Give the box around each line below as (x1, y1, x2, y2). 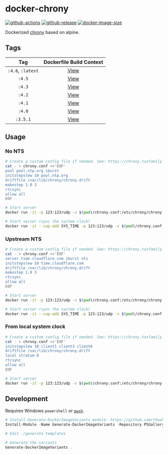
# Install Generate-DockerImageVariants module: (5, 417, 108, 422)
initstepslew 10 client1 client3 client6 (5, 343, 93, 349)
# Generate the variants (5, 440, 57, 445)
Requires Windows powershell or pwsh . (5, 408, 84, 414)
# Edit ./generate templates (5, 431, 66, 436)
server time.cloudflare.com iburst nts (5, 256, 88, 261)
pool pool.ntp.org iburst (5, 168, 59, 173)
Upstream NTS (5, 235, 41, 242)
